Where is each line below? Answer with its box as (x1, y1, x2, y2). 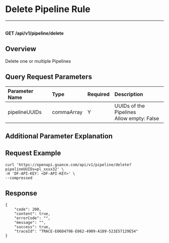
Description (114, 90, 143, 97)
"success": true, (14, 224, 51, 229)
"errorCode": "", (14, 215, 51, 220)
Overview (5, 45, 37, 53)
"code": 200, (14, 207, 42, 212)
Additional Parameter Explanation (5, 132, 113, 140)
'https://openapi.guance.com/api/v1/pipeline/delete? (16, 162, 132, 167)
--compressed (5, 175, 33, 180)
